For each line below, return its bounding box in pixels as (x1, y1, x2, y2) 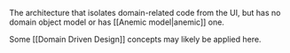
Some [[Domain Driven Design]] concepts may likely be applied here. (9, 34, 262, 44)
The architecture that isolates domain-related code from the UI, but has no (9, 8, 281, 18)
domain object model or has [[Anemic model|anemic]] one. (9, 17, 224, 27)
